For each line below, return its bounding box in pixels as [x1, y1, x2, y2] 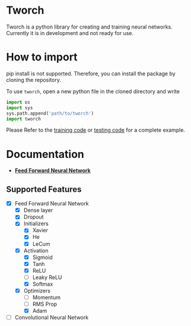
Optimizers [23, 287, 50, 294]
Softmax [32, 280, 53, 287]
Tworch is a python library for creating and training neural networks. [6, 23, 173, 30]
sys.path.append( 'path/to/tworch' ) [6, 110, 94, 116]
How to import [6, 50, 78, 64]
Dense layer [23, 207, 53, 214]
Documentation [6, 147, 85, 161]
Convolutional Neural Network [14, 314, 89, 321]
